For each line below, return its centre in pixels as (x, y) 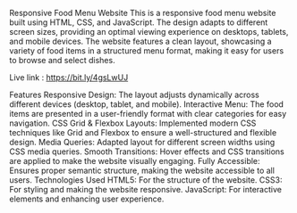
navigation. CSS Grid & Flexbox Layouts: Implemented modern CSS (133, 123)
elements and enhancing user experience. (87, 199)
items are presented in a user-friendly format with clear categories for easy (148, 114)
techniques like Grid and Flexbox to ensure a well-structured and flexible (143, 132)
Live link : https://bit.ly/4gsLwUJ (69, 78)
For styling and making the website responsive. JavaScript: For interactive (145, 189)
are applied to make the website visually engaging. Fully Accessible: (135, 161)
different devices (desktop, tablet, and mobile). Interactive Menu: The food (147, 104)
